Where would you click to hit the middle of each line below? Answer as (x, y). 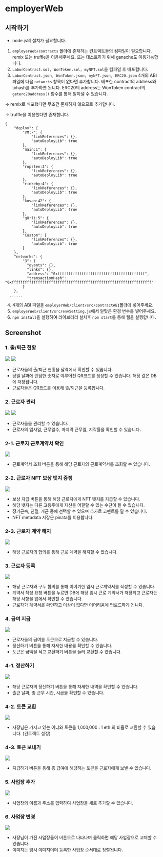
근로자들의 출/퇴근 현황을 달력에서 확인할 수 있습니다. (62, 369)
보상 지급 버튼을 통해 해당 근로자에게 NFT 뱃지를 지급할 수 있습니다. (76, 499)
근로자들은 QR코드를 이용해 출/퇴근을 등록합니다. (58, 388)
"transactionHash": (47, 278)
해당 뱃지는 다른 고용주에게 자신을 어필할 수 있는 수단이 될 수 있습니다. (78, 505)
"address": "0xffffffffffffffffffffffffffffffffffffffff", (88, 274)
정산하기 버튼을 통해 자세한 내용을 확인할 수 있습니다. (62, 646)
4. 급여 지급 (18, 619)
